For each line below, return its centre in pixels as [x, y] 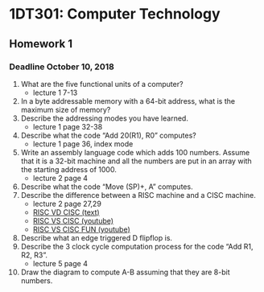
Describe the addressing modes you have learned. [104, 118]
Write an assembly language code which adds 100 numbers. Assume [135, 152]
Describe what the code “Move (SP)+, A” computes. [107, 187]
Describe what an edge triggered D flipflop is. [96, 237]
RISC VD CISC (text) [66, 212]
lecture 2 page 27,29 [67, 204]
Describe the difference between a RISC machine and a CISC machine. [138, 195]
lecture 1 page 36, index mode [83, 144]
